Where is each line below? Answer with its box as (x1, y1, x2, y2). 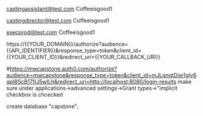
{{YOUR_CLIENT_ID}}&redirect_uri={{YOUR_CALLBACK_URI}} (6, 53, 161, 60)
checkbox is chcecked (6, 91, 63, 98)
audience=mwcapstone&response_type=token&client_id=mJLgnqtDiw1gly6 (6, 72, 197, 78)
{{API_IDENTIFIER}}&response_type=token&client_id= (6, 47, 142, 54)
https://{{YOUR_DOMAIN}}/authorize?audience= (6, 41, 128, 47)
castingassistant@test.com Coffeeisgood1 (6, 5, 113, 12)
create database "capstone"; (6, 103, 79, 110)
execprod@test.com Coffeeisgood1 (6, 29, 95, 36)
